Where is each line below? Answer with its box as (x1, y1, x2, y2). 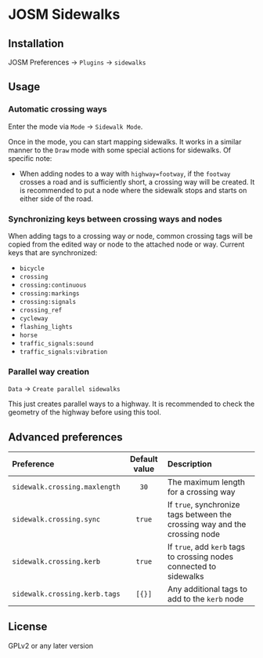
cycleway (19, 314, 49, 323)
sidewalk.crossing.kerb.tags (12, 590, 121, 598)
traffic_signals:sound (19, 339, 94, 347)
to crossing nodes (167, 551, 234, 562)
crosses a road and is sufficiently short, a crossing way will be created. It (19, 177, 255, 186)
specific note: (8, 153, 52, 163)
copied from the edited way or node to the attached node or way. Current (8, 239, 245, 249)
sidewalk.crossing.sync (12, 515, 101, 524)
